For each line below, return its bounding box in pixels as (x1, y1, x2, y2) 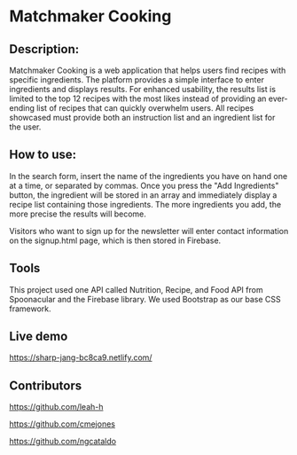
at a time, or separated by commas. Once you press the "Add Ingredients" (9, 180, 279, 191)
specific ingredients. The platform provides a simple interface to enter (9, 75, 264, 85)
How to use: (9, 147, 77, 162)
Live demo (9, 329, 68, 344)
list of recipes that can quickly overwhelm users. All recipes (36, 103, 254, 113)
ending (9, 103, 35, 113)
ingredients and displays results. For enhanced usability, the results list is (9, 84, 277, 94)
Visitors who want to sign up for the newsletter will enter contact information (9, 225, 289, 236)
